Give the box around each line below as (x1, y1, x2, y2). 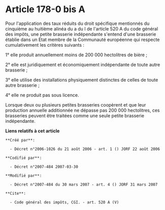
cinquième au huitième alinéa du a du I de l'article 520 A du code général (5, 25, 158, 31)
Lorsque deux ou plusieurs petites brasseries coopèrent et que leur (5, 101, 146, 108)
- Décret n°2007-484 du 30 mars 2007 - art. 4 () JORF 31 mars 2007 (10, 182, 158, 187)
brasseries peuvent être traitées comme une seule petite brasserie (5, 113, 145, 119)
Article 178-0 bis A (5, 4, 85, 15)
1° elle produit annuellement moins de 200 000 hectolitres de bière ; (5, 52, 148, 58)
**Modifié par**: (5, 173, 42, 178)
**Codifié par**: (5, 155, 42, 160)
